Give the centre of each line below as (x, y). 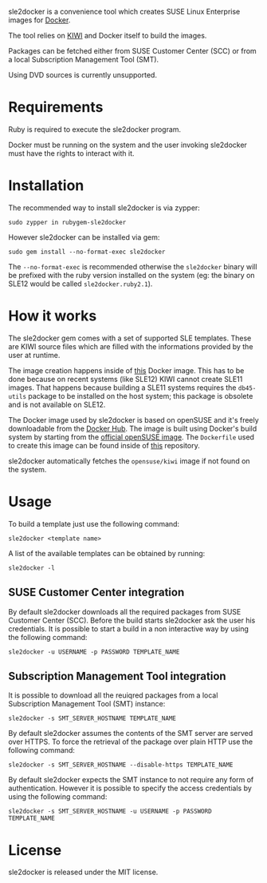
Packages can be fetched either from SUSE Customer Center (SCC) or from (132, 51)
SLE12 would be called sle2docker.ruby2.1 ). (80, 284)
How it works (53, 316)
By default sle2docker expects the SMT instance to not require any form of (131, 780)
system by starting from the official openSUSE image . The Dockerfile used (132, 437)
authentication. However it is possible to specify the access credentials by (130, 788)
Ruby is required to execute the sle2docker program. (95, 129)
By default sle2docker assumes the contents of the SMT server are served (131, 734)
